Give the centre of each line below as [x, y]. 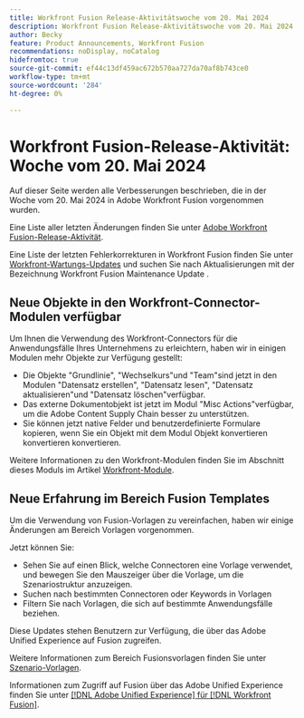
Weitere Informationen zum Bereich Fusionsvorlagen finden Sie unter [138, 658]
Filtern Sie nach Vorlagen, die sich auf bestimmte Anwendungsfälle [147, 604]
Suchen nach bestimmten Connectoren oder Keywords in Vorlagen [147, 594]
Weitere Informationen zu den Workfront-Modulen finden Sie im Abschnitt [147, 461]
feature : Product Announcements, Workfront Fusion [107, 43]
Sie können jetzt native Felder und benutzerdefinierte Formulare [141, 423]
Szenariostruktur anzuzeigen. [77, 585]
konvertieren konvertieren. [72, 443]
